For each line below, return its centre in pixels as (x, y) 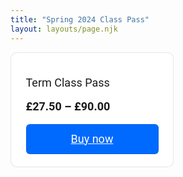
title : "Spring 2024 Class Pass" (80, 19)
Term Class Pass (67, 82)
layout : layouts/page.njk (64, 29)
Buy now (92, 138)
